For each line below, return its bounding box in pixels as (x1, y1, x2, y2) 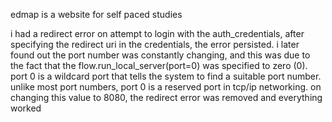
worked (10, 102, 42, 114)
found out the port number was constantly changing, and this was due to (10, 49, 311, 61)
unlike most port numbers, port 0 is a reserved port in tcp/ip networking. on (10, 81, 322, 93)
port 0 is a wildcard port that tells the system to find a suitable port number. (10, 70, 322, 82)
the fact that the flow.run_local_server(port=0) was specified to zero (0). (10, 60, 308, 71)
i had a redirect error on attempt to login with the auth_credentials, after (10, 28, 305, 39)
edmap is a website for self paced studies (10, 9, 183, 20)
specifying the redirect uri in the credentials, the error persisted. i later (10, 39, 300, 50)
